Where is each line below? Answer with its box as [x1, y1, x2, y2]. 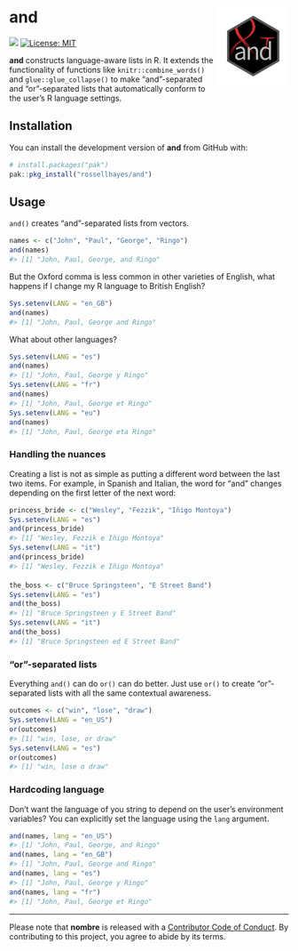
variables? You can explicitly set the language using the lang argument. [9, 813, 270, 824]
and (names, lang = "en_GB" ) [9, 850, 114, 859]
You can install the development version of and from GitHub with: [9, 141, 248, 153]
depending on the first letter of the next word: [9, 488, 176, 498]
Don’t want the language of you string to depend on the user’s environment [9, 803, 284, 814]
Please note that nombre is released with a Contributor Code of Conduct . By [9, 922, 289, 932]
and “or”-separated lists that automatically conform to [9, 83, 206, 93]
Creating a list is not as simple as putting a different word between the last [9, 468, 281, 479]
